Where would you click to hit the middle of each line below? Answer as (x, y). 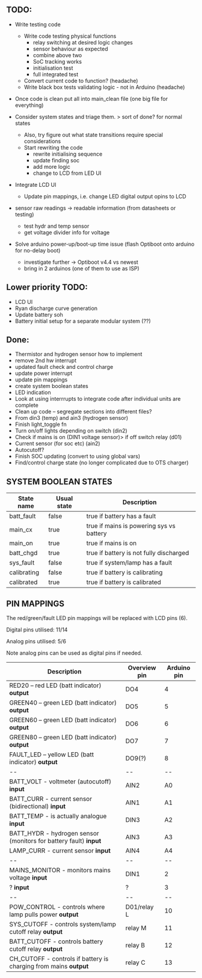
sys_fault (22, 563)
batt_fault (23, 516)
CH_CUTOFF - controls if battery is (59, 959)
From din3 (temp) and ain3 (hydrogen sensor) (72, 418)
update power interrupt (44, 373)
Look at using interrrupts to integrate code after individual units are (98, 399)
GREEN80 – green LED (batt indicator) (63, 737)
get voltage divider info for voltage (67, 232)
